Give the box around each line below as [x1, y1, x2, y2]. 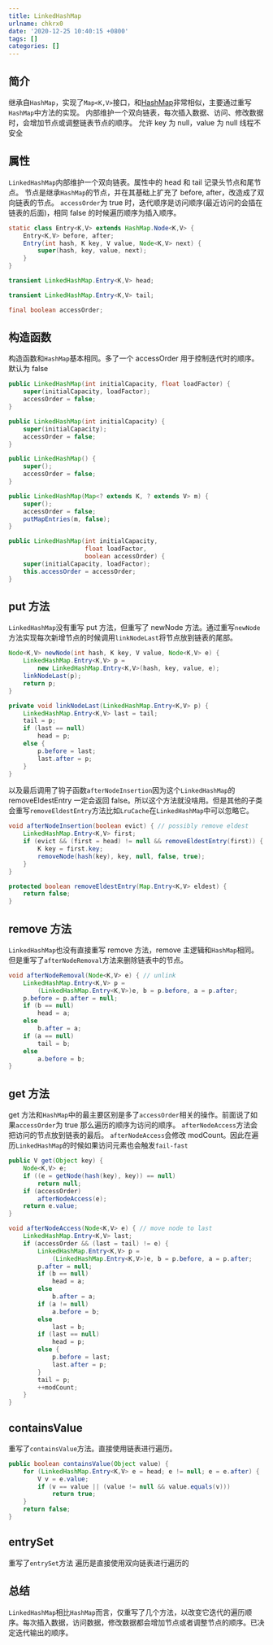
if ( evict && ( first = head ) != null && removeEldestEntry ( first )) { [23, 838, 264, 846]
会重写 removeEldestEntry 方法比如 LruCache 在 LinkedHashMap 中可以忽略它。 [8, 806, 254, 816]
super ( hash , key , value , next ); [37, 247, 148, 255]
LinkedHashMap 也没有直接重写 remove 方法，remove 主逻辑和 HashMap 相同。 [8, 945, 258, 955]
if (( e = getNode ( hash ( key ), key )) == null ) [23, 1171, 176, 1180]
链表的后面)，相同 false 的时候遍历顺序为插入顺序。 [8, 208, 181, 217]
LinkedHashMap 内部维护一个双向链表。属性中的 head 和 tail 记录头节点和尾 [8, 177, 254, 187]
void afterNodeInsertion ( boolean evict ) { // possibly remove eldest [8, 822, 249, 830]
